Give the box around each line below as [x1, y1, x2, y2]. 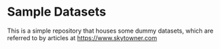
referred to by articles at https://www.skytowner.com [7, 33, 157, 42]
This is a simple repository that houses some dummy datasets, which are [7, 27, 214, 35]
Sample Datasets [7, 4, 107, 20]
